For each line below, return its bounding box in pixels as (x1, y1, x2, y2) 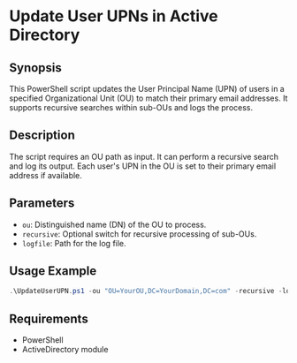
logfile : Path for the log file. (21, 238, 126, 248)
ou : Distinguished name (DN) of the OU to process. (21, 219, 207, 230)
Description (9, 128, 75, 143)
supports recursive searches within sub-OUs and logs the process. (9, 102, 254, 112)
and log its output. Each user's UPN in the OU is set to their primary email (9, 161, 277, 171)
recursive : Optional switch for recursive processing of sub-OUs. (21, 228, 257, 239)
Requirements (9, 311, 88, 326)
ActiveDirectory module (21, 344, 109, 355)
